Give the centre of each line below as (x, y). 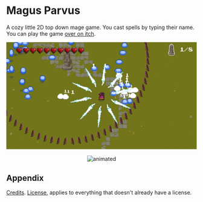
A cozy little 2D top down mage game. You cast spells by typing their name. (100, 27)
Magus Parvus (43, 11)
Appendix (25, 178)
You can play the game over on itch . (51, 33)
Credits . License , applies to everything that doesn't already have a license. (99, 193)
